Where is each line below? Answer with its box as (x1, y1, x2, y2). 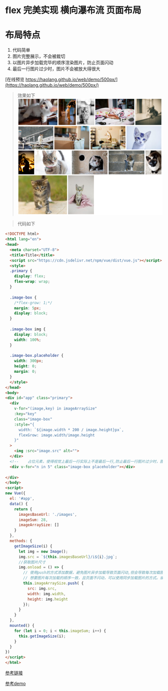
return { (14, 506, 32, 512)
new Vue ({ (5, 491, 26, 496)
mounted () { (9, 623, 35, 628)
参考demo (5, 680, 26, 686)
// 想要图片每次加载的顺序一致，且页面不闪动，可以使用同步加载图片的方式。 (23, 576, 160, 581)
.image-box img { (9, 327, 46, 332)
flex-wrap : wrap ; (14, 279, 50, 284)
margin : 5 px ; (14, 306, 41, 311)
